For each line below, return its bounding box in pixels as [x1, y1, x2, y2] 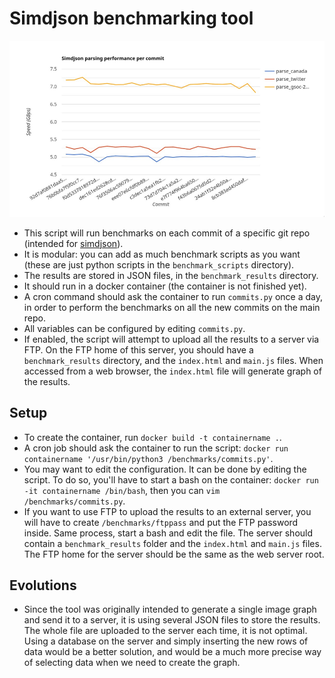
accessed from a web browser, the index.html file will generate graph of [23, 365, 322, 377]
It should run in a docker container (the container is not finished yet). [23, 280, 307, 292]
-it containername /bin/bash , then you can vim [23, 484, 221, 496]
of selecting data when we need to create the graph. [23, 657, 241, 669]
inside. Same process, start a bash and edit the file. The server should [23, 527, 314, 539]
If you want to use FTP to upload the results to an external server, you [23, 505, 312, 517]
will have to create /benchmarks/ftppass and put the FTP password [23, 516, 299, 528]
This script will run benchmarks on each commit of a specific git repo [23, 227, 311, 239]
